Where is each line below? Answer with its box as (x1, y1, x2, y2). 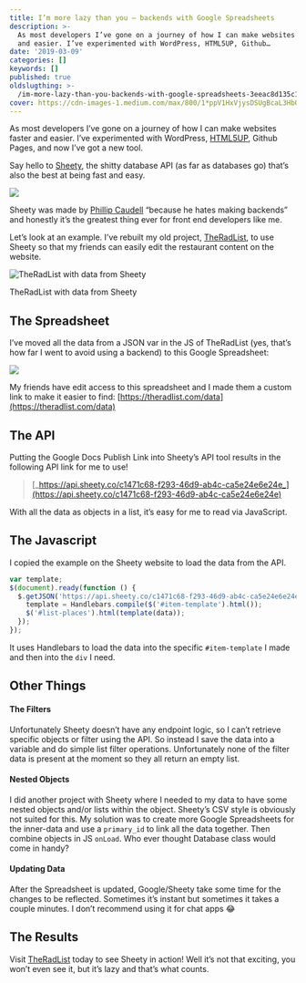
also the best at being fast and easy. (9, 170, 146, 181)
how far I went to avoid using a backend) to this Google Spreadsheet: (9, 347, 270, 358)
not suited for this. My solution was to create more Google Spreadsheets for (9, 813, 294, 824)
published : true (9, 73, 71, 82)
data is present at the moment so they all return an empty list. (9, 753, 240, 764)
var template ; (9, 574, 64, 584)
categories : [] (9, 56, 67, 65)
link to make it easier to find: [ (9, 391, 121, 402)
